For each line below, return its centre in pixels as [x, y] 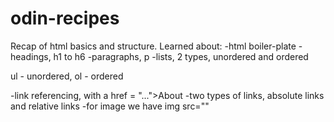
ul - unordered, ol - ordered [67, 76]
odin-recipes [65, 18]
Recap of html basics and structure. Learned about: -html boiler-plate [153, 46]
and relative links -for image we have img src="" [110, 106]
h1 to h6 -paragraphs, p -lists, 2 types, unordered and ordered [181, 56]
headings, [31, 56]
